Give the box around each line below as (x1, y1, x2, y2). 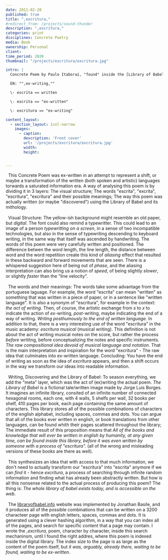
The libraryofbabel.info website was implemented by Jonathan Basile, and (7, 501, 161, 507)
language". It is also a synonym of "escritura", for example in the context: (5, 299, 156, 305)
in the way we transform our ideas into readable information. (5, 363, 130, 369)
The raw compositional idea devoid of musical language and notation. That (5, 342, 161, 348)
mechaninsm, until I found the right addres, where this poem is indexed (5, 533, 152, 539)
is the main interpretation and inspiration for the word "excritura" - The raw (5, 347, 160, 353)
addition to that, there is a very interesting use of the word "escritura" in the (5, 321, 161, 327)
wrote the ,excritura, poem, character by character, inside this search (5, 528, 148, 534)
